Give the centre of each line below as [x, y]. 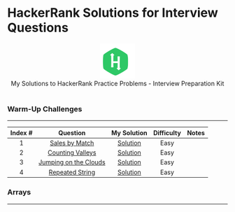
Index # [21, 133]
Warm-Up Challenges [45, 108]
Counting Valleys [72, 153]
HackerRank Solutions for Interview [113, 13]
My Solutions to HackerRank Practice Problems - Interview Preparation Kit [117, 83]
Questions [38, 28]
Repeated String [72, 172]
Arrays [19, 192]
